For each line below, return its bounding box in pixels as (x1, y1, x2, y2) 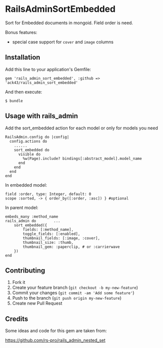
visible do (18, 152, 41, 156)
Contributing (5, 266, 45, 274)
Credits (5, 314, 29, 323)
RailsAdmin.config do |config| (5, 134, 69, 139)
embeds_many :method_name (5, 214, 58, 219)
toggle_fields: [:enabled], (23, 231, 80, 236)
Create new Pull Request (12, 300, 63, 307)
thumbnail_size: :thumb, (23, 240, 74, 245)
